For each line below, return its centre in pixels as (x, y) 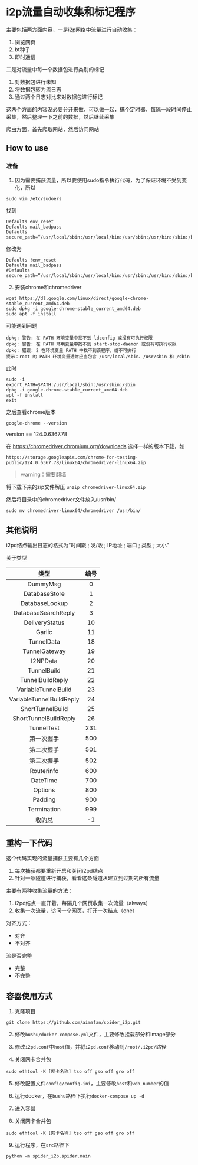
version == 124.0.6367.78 (37, 434)
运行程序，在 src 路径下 (42, 1145)
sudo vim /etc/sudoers (34, 198)
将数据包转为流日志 (38, 89)
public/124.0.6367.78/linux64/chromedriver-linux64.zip (76, 462)
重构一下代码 (29, 843)
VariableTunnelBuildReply (44, 699)
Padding (44, 799)
